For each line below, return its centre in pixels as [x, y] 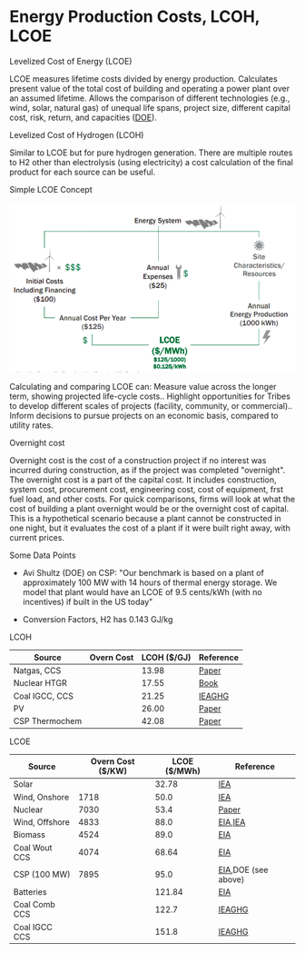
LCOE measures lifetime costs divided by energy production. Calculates [144, 78]
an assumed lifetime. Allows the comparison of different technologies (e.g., [150, 98]
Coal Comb [34, 905]
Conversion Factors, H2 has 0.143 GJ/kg [98, 620]
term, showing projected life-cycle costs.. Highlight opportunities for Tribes [150, 396]
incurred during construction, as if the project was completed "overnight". [148, 471]
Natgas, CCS [37, 670]
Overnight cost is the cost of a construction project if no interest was [138, 461]
